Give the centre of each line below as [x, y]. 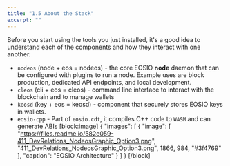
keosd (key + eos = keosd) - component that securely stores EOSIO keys [120, 104]
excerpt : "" [24, 20]
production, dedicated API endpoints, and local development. [104, 82]
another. [19, 54]
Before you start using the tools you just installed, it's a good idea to [104, 39]
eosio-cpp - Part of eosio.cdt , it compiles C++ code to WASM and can [114, 118]
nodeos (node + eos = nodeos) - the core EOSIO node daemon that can [118, 68]
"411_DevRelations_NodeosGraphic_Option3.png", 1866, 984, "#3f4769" [119, 148]
